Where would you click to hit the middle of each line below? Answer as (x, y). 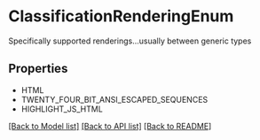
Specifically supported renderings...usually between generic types (130, 41)
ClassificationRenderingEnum (121, 16)
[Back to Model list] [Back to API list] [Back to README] (110, 126)
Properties (38, 69)
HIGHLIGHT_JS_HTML (62, 109)
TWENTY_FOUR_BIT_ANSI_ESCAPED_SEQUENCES (114, 99)
